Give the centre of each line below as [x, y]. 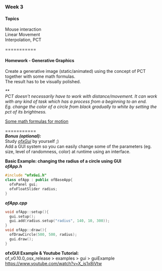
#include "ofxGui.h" [26, 175]
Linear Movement [23, 35]
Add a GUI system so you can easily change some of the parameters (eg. [78, 147]
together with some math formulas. [40, 76]
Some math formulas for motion [37, 121]
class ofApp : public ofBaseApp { [39, 180]
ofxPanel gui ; [24, 184]
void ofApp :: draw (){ [26, 230]
